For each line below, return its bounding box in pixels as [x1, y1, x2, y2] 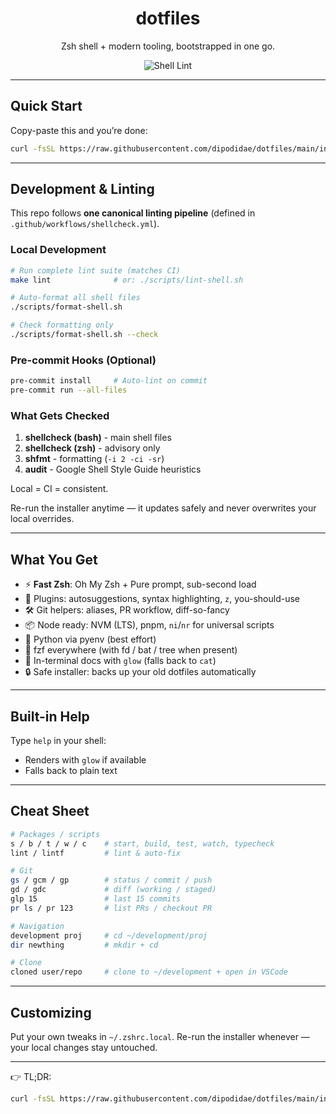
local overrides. [10, 513, 75, 525]
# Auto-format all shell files [10, 293, 141, 303]
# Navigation [10, 921, 65, 931]
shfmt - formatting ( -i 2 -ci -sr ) [24, 453, 165, 465]
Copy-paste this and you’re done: [10, 124, 148, 136]
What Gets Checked [10, 408, 110, 422]
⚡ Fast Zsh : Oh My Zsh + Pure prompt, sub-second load [24, 578, 257, 591]
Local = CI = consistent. [10, 483, 109, 495]
